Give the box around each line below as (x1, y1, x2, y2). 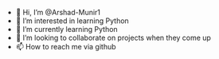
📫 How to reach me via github (15, 42, 117, 51)
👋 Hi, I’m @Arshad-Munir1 (15, 8, 101, 17)
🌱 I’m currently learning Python (15, 25, 118, 33)
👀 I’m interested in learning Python (15, 16, 129, 26)
